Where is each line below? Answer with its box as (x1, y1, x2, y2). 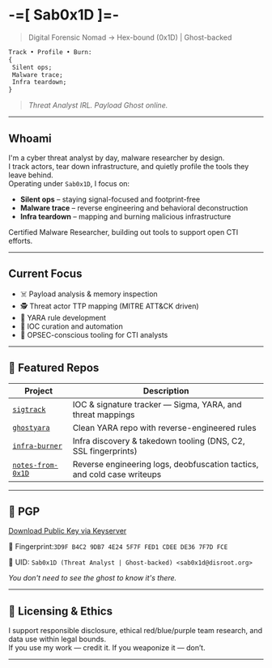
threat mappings (72, 409, 135, 420)
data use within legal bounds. (8, 634, 107, 645)
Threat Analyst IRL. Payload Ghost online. (28, 100, 168, 110)
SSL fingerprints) (72, 445, 138, 457)
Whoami (8, 131, 52, 145)
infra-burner (12, 441, 63, 450)
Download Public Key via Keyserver (8, 526, 127, 536)
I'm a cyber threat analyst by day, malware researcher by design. (8, 153, 225, 163)
